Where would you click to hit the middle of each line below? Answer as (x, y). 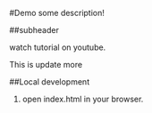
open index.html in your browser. (83, 99)
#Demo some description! (57, 13)
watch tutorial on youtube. (58, 47)
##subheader (34, 30)
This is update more (46, 65)
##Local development (50, 82)
